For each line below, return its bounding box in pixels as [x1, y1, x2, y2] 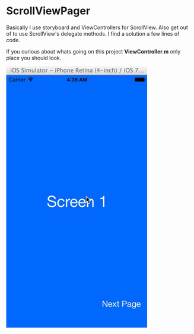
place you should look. [6, 54, 62, 61]
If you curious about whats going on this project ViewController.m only [6, 48, 181, 55]
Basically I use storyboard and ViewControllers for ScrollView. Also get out [6, 24, 188, 31]
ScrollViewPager [6, 4, 91, 18]
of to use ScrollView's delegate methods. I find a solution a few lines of [6, 30, 180, 37]
